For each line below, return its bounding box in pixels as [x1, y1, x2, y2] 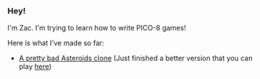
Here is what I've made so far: [7, 38, 104, 48]
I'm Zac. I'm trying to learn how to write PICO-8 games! [7, 23, 186, 33]
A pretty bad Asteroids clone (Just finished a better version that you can [18, 53, 253, 63]
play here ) [18, 62, 52, 71]
